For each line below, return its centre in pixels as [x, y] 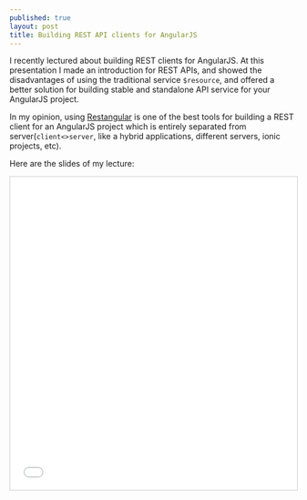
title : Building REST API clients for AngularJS [103, 35]
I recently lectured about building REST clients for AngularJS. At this [137, 61]
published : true [40, 18]
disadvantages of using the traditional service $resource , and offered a [142, 80]
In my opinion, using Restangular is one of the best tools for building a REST [152, 117]
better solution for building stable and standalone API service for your [140, 90]
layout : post [34, 26]
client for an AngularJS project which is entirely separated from [128, 127]
